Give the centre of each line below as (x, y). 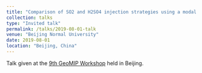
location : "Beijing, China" (42, 46)
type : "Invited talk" (34, 23)
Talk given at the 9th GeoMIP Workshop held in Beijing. (75, 63)
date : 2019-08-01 (28, 40)
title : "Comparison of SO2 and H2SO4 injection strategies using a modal (102, 12)
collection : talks (29, 18)
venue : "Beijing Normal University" (52, 35)
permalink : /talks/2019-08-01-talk (51, 29)
